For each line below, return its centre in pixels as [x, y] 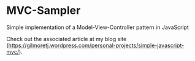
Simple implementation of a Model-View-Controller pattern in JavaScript [97, 27]
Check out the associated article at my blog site [67, 39]
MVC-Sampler [44, 11]
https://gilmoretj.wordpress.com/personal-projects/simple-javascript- [96, 45]
